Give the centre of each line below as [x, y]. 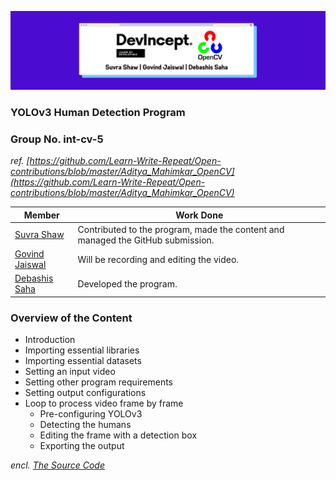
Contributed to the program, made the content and [181, 229]
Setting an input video [70, 372]
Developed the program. [127, 283]
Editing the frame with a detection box [118, 435]
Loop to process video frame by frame [104, 403]
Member [41, 215]
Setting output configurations [85, 393]
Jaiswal [30, 265]
